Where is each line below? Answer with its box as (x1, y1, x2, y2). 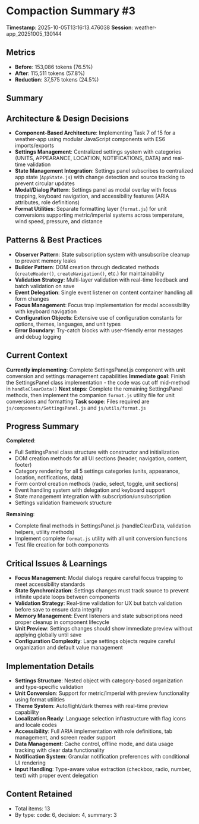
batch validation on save (14, 282, 75, 289)
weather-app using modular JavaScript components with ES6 (14, 135, 166, 142)
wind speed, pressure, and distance (14, 217, 103, 224)
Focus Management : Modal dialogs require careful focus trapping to (14, 575, 183, 582)
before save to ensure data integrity (14, 606, 103, 613)
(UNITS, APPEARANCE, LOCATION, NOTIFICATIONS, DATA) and (14, 154, 172, 161)
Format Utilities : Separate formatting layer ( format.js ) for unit (14, 205, 168, 212)
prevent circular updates (14, 180, 75, 187)
